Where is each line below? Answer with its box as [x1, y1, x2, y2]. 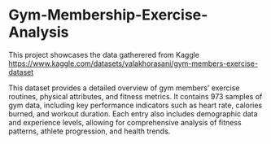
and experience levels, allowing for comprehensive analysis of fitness [8, 117, 242, 127]
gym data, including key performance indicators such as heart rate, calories [8, 100, 263, 110]
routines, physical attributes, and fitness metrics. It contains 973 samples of [8, 91, 263, 101]
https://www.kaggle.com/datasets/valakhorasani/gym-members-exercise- [8, 59, 259, 68]
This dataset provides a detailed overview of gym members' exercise [8, 83, 240, 93]
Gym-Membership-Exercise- [8, 6, 208, 24]
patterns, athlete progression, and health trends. [8, 126, 171, 136]
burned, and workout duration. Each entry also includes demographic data [8, 108, 258, 119]
